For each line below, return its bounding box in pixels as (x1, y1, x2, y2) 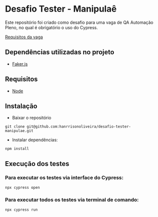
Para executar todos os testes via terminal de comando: (5, 196, 139, 203)
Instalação (5, 102, 38, 110)
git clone (5, 124, 25, 129)
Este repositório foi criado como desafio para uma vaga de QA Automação (5, 19, 154, 25)
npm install (5, 147, 29, 151)
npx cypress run (5, 207, 38, 212)
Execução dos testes (5, 159, 69, 168)
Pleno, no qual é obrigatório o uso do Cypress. (5, 24, 98, 30)
